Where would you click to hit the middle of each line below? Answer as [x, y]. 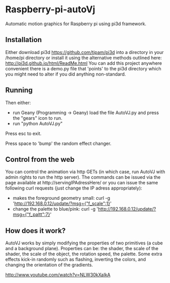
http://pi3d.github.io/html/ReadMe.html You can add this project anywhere [84, 63]
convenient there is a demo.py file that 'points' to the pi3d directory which [83, 68]
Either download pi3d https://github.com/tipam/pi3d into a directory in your [84, 52]
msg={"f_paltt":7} [31, 215]
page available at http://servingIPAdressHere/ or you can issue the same [82, 183]
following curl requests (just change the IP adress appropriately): [74, 188]
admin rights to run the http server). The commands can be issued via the [83, 177]
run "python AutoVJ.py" [38, 123]
